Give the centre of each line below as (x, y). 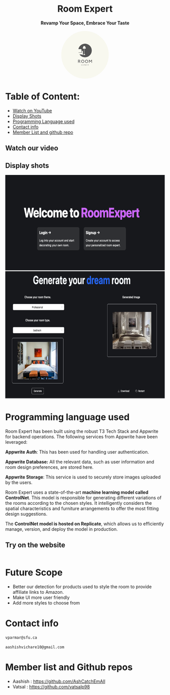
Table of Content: (42, 97)
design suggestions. (26, 514)
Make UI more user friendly (41, 597)
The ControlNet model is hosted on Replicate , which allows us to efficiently (85, 524)
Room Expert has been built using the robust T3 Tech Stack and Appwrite (82, 431)
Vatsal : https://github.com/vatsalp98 (51, 686)
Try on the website (35, 545)
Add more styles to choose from (46, 602)
